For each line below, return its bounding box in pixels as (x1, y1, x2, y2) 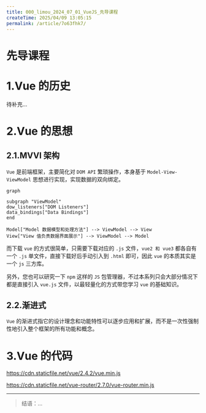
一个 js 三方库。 (6, 260, 48, 267)
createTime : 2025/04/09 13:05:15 (6, 15, 92, 21)
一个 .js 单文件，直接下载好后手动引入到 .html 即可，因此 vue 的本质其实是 (6, 252, 196, 259)
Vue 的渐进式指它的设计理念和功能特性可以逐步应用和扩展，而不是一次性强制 (6, 317, 199, 325)
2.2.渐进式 (6, 300, 47, 310)
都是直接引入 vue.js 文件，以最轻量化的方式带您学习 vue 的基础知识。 (6, 280, 183, 288)
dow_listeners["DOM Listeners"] (6, 203, 89, 210)
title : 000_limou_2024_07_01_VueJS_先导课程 (6, 9, 118, 15)
